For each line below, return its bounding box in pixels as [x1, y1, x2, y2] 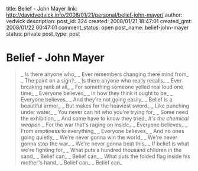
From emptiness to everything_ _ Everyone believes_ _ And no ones [20, 127, 184, 134]
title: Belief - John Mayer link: [6, 5, 78, 12]
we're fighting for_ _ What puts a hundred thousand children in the [20, 146, 182, 153]
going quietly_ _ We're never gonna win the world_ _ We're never [20, 134, 177, 141]
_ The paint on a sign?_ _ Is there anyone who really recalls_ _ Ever [20, 77, 182, 84]
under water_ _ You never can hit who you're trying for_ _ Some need [20, 108, 189, 115]
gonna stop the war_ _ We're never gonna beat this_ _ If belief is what [20, 140, 189, 147]
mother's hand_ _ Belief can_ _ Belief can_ [20, 159, 123, 166]
